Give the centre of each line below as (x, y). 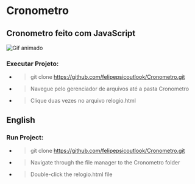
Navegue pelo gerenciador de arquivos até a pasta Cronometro (110, 89)
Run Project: (25, 137)
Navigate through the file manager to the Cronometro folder (105, 162)
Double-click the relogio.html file (71, 174)
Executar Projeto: (33, 64)
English (21, 120)
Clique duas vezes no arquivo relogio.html (83, 101)
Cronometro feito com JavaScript (71, 33)
